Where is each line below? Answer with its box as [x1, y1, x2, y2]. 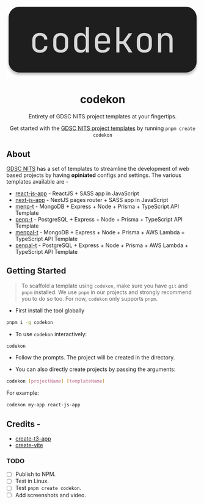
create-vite [15, 442, 43, 449]
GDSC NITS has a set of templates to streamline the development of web [6, 165, 190, 172]
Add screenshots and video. [15, 491, 87, 499]
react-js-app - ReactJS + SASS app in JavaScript [15, 190, 139, 197]
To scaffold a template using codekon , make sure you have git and [21, 282, 188, 289]
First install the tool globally [15, 306, 85, 314]
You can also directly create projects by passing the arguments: [15, 365, 176, 373]
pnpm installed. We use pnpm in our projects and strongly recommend [21, 288, 192, 296]
